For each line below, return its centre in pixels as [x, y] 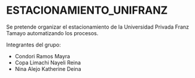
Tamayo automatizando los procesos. [52, 33]
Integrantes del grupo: [33, 45]
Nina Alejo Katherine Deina [48, 68]
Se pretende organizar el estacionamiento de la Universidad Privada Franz [98, 27]
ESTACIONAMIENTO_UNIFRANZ [87, 10]
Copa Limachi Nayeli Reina [48, 63]
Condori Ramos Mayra [42, 56]
